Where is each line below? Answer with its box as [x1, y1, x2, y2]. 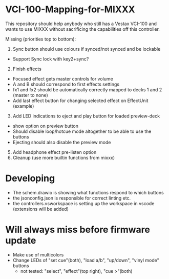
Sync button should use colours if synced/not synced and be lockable [12, 46, 161, 52]
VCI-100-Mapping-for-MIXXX [5, 4, 135, 15]
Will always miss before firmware [5, 224, 150, 235]
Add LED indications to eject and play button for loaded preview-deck [12, 113, 160, 119]
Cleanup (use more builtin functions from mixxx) [12, 154, 115, 161]
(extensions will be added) [12, 206, 69, 212]
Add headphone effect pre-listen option [12, 149, 97, 155]
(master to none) [12, 92, 49, 98]
